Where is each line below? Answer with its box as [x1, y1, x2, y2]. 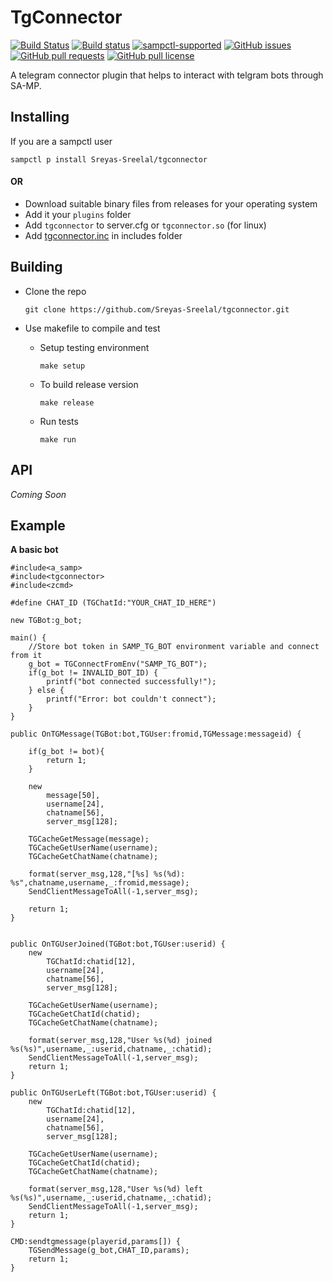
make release [39, 397, 95, 408]
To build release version [39, 378, 139, 390]
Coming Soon [10, 488, 67, 500]
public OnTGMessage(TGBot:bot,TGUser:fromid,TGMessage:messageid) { [10, 729, 302, 740]
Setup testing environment [39, 341, 150, 353]
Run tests [39, 415, 79, 427]
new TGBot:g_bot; [10, 616, 83, 626]
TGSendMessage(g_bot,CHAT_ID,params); [28, 1246, 190, 1256]
